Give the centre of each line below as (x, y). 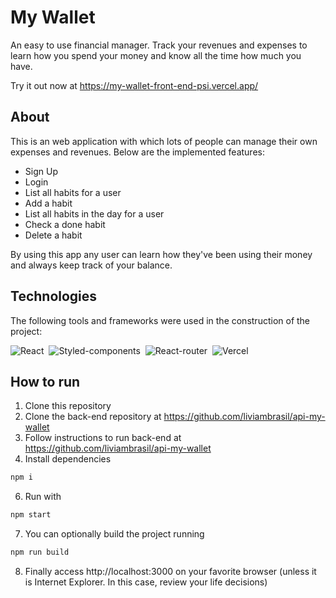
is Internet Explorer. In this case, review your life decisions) (146, 582)
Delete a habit (53, 235)
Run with (43, 497)
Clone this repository (68, 406)
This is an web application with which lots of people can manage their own (164, 141)
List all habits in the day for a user (94, 213)
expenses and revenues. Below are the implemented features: (137, 152)
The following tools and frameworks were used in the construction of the (160, 320)
